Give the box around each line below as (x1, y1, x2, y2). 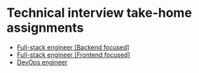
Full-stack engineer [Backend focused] (16, 43, 130, 51)
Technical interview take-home (6, 5, 192, 21)
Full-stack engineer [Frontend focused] (16, 51, 130, 59)
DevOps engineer (16, 58, 68, 66)
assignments (6, 20, 84, 36)
